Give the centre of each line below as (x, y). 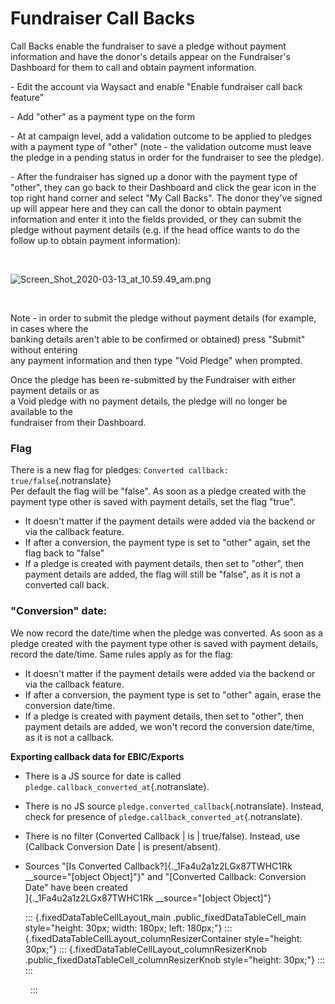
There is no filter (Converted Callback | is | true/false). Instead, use (162, 836)
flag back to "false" (64, 553)
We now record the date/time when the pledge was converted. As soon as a (166, 633)
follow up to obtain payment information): (95, 240)
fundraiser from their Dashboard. (78, 422)
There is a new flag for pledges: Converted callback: (119, 470)
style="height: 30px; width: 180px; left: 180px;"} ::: (128, 928)
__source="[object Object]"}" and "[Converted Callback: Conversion (165, 876)
